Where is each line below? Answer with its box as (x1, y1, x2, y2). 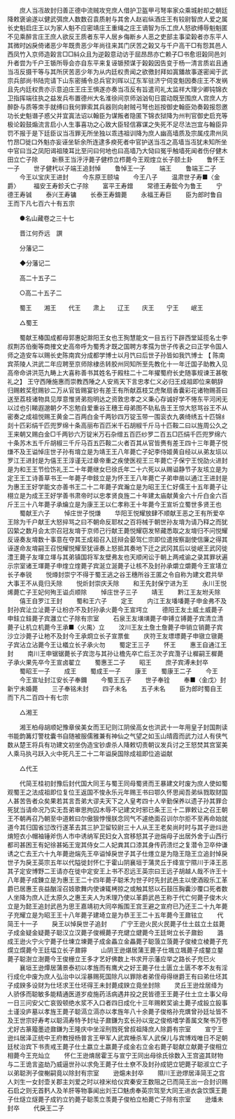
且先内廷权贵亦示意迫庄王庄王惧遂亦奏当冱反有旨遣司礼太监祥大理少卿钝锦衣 (7, 85, 228, 93)
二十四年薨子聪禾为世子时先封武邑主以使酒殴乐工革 (80, 876, 228, 884)
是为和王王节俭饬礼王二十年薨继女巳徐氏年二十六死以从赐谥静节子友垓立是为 (7, 465, 228, 473)
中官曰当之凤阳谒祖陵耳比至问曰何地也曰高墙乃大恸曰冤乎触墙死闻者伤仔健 (7, 147, 222, 154)
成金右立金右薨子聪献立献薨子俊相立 (123, 1042, 228, 1051)
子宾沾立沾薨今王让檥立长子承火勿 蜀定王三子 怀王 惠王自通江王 (7, 641, 227, 649)
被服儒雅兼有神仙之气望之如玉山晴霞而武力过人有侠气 (74, 732, 228, 740)
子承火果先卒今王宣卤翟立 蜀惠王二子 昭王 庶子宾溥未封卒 (7, 658, 208, 666)
